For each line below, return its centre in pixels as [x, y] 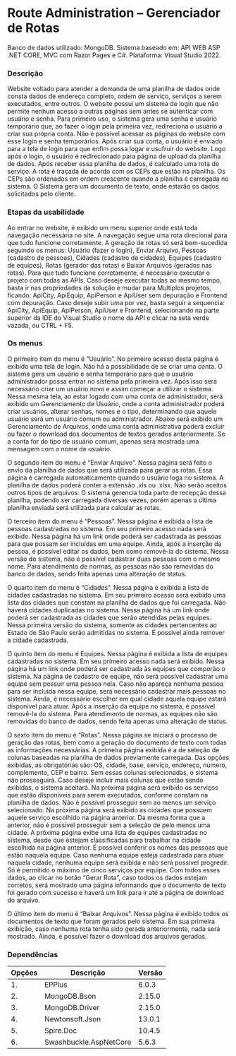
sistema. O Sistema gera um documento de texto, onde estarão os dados [113, 186]
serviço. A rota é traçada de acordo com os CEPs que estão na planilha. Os [116, 172]
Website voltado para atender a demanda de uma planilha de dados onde [114, 89]
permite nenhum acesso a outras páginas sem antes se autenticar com [110, 112]
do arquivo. [24, 900]
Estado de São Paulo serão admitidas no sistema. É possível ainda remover [116, 632]
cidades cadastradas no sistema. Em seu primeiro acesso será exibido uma [117, 595]
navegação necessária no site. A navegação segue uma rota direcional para [117, 235]
